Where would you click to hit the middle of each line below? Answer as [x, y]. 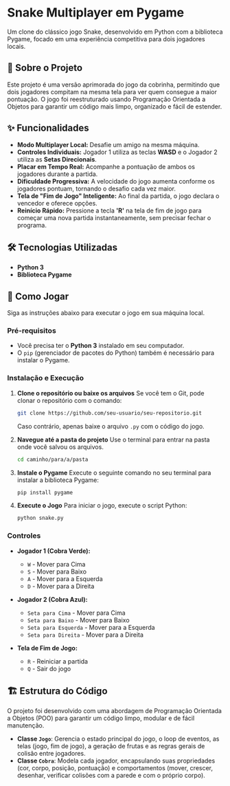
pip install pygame [45, 492]
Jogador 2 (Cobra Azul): [52, 599]
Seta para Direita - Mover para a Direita [85, 635]
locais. [16, 46]
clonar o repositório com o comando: [69, 400]
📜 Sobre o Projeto [45, 68]
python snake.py [40, 518]
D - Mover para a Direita [61, 586]
